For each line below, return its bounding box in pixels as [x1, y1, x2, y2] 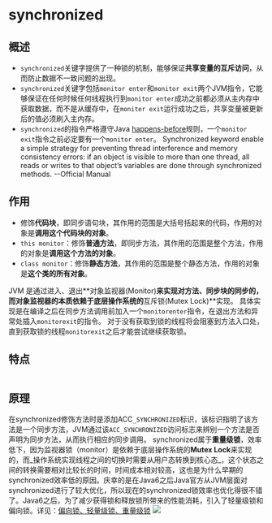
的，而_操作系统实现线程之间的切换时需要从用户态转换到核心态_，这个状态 [8, 455, 257, 465]
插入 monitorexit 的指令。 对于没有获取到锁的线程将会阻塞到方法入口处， [22, 316, 264, 326]
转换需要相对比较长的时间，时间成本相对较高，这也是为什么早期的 [22, 465, 244, 475]
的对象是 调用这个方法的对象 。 [19, 248, 120, 257]
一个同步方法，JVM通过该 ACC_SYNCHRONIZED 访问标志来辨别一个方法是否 [22, 425, 260, 434]
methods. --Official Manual [19, 169, 111, 179]
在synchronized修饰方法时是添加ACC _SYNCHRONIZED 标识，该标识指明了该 [8, 414, 252, 424]
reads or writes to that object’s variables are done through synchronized [19, 161, 262, 170]
